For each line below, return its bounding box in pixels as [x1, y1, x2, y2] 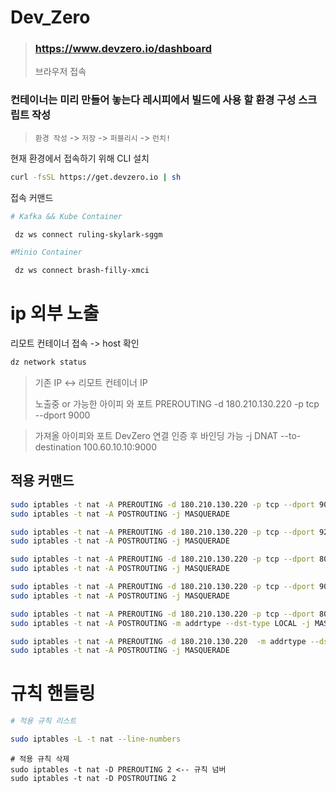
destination [34, 441, 82, 453]
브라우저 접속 [34, 66, 87, 78]
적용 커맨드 [10, 472, 75, 490]
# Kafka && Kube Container [10, 211, 123, 221]
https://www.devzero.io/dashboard [34, 42, 213, 56]
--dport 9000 [34, 409, 91, 421]
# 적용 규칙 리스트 [10, 716, 77, 726]
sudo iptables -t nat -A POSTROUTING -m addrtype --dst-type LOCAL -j [10, 618, 311, 628]
